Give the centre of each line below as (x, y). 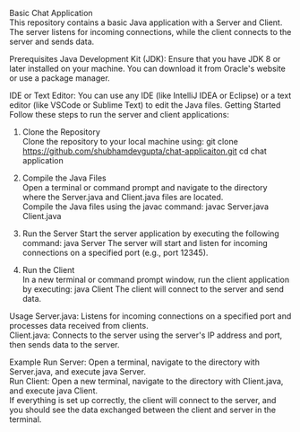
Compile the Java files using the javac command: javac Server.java (146, 207)
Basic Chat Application (51, 13)
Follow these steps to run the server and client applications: (120, 115)
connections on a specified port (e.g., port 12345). (115, 252)
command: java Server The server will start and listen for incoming (145, 243)
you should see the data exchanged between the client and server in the (142, 410)
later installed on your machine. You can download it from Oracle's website (148, 68)
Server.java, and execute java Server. (77, 371)
